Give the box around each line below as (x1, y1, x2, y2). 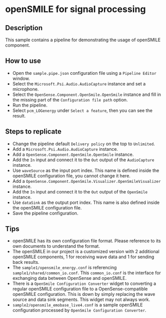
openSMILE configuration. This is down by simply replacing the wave (12, 291, 155, 297)
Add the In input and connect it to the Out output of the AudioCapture (12, 157, 154, 163)
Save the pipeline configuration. (12, 210, 79, 216)
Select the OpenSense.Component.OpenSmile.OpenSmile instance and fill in (12, 91, 161, 97)
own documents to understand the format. (12, 243, 100, 249)
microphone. (12, 86, 39, 92)
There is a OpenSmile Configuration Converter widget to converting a (12, 280, 156, 287)
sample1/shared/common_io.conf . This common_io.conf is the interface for (12, 270, 161, 276)
